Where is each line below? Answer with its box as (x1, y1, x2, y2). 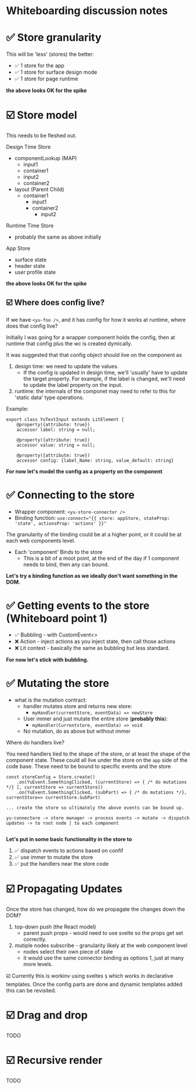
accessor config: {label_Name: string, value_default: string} (16, 457, 174, 464)
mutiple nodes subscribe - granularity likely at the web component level (14, 942, 188, 949)
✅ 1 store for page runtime (14, 75, 78, 83)
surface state (14, 256, 47, 263)
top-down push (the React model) (14, 923, 97, 930)
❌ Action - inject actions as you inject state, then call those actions (14, 638, 176, 645)
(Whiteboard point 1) (6, 612, 108, 625)
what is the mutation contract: (14, 696, 87, 703)
